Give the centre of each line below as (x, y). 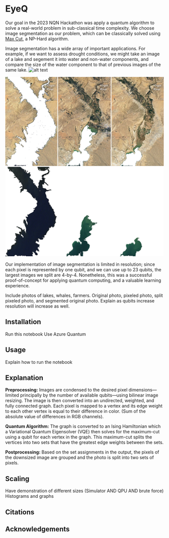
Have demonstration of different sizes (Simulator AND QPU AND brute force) (84, 491)
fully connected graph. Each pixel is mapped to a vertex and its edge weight (84, 406)
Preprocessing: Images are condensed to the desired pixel (66, 390)
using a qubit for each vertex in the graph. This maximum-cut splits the (79, 437)
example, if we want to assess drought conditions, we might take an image (82, 54)
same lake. (16, 70)
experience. (18, 285)
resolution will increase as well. (37, 306)
